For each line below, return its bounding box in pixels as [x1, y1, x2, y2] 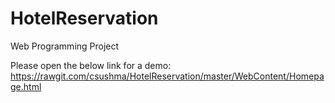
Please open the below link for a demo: [10, 59, 172, 71]
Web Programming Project [10, 40, 120, 52]
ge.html [10, 80, 42, 92]
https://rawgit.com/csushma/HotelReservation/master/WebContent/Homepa [10, 70, 325, 82]
